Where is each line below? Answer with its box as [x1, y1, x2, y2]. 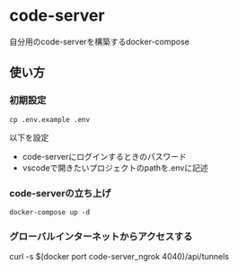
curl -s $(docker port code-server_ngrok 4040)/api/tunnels [9, 251, 229, 262]
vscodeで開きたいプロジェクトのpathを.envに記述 [22, 162, 208, 173]
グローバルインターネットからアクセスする [9, 230, 193, 242]
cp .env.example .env [9, 115, 91, 124]
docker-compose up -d [9, 207, 91, 216]
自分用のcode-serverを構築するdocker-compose [9, 36, 190, 47]
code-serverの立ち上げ [9, 187, 111, 199]
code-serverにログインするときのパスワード [22, 151, 187, 162]
